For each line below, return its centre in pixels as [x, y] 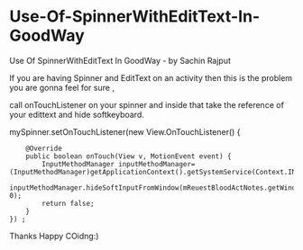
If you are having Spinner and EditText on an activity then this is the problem [151, 77]
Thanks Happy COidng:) [54, 236]
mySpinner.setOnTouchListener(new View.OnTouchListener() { [125, 131]
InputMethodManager [78, 164]
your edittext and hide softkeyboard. [77, 114]
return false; [68, 203]
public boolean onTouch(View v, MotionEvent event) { [129, 156]
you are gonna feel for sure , [62, 87]
